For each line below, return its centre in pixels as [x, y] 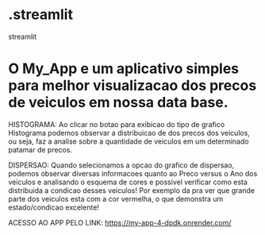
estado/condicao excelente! [54, 207]
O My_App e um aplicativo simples [124, 69]
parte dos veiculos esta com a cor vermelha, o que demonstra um [116, 198]
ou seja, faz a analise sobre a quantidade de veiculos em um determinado [129, 141]
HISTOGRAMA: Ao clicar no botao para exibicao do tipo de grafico [117, 124]
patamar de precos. [40, 149]
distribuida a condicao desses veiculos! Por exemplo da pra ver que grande [132, 190]
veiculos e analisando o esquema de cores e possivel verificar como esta [128, 182]
